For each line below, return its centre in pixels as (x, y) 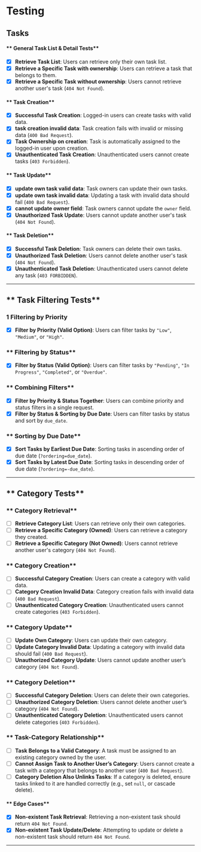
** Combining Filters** (40, 387)
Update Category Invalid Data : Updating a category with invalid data (100, 647)
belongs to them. (36, 75)
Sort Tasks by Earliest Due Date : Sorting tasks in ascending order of (100, 449)
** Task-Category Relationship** (55, 738)
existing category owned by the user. (60, 757)
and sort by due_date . (41, 420)
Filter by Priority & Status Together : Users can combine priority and (99, 401)
